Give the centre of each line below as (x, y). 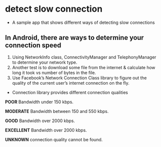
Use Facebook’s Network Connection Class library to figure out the (80, 78)
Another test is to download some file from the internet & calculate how (84, 67)
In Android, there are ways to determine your (74, 38)
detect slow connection (54, 9)
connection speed (33, 46)
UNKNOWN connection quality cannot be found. (54, 139)
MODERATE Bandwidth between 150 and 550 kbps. (57, 111)
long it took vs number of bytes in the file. (54, 73)
